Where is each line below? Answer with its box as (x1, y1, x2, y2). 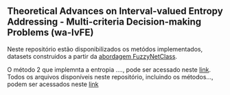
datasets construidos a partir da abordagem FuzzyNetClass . (7, 52, 177, 60)
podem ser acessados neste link (7, 80, 99, 88)
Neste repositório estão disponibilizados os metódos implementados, (7, 44, 203, 53)
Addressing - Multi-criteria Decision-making (7, 16, 202, 28)
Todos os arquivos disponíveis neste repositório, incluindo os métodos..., (7, 72, 214, 81)
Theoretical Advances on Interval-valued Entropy (7, 5, 223, 17)
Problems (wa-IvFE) (7, 27, 94, 38)
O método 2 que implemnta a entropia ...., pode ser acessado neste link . (7, 65, 211, 74)
